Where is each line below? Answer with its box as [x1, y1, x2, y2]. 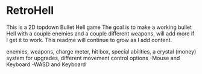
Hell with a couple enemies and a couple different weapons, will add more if [6, 29, 195, 37]
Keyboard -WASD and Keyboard [6, 61, 86, 68]
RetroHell [6, 4, 54, 17]
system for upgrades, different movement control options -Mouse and [6, 54, 180, 61]
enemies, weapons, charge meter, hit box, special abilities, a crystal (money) [6, 48, 197, 55]
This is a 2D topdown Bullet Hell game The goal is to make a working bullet [6, 23, 192, 31]
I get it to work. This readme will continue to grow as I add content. [6, 36, 172, 43]
